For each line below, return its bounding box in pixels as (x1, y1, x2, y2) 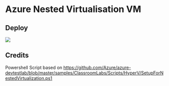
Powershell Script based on (5, 64, 63, 70)
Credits (5, 51, 29, 60)
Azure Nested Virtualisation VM (5, 4, 141, 15)
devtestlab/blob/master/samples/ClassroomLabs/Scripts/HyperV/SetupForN (5, 69, 164, 76)
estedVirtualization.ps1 (5, 75, 52, 81)
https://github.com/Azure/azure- (63, 64, 131, 70)
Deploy (5, 24, 28, 32)
